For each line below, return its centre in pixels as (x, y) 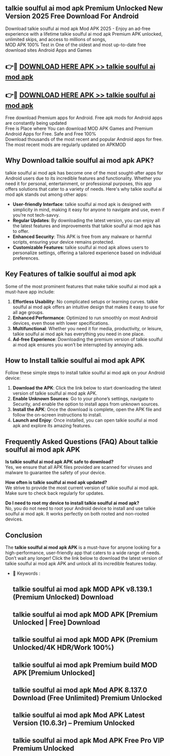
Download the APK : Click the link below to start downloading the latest (87, 388)
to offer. (21, 231)
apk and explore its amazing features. (52, 426)
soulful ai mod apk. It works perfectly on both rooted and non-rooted (77, 514)
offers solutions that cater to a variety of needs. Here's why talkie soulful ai (84, 189)
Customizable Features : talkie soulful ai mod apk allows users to (80, 247)
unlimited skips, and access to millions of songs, (56, 39)
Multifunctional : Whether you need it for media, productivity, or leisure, (88, 328)
